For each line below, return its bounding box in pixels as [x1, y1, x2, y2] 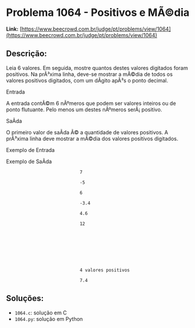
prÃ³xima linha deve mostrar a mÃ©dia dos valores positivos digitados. [6, 135, 179, 142]
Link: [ [6, 25, 22, 32]
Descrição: [6, 49, 47, 59]
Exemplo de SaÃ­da [6, 158, 52, 165]
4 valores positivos [79, 267, 130, 273]
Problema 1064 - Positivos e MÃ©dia [6, 6, 190, 19]
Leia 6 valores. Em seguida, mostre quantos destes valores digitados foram [6, 64, 188, 71]
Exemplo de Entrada [6, 146, 55, 153]
